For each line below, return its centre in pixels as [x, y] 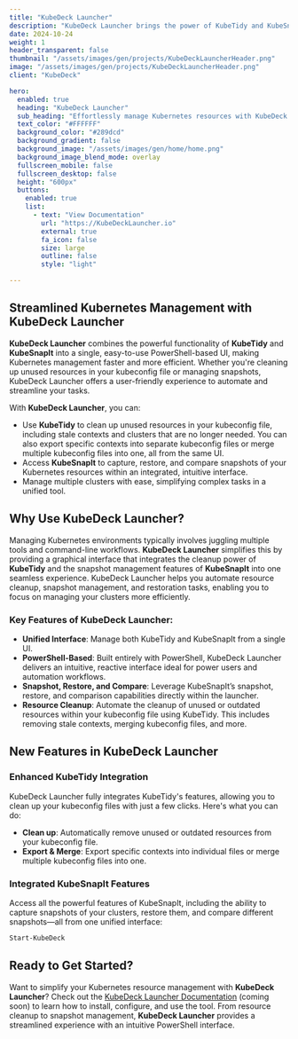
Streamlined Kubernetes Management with [131, 308]
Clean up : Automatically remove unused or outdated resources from [147, 832]
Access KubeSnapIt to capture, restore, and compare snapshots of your [154, 462]
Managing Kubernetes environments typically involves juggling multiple [139, 540]
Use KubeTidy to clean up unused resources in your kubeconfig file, [147, 425]
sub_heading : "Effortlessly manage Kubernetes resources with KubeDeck [153, 116]
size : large [63, 248]
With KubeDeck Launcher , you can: [75, 407]
